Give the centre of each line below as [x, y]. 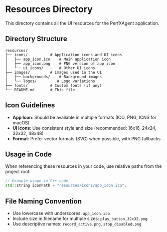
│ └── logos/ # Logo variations [50, 81]
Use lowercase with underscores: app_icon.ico [61, 213]
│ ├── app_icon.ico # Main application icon [58, 59]
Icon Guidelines [30, 105]
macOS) [21, 123]
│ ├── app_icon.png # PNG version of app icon [60, 64]
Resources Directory [49, 9]
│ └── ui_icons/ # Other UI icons [50, 68]
